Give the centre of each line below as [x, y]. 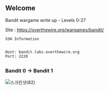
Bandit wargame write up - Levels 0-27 [46, 20]
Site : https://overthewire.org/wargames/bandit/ [55, 30]
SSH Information [22, 39]
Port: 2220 [17, 56]
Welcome [20, 8]
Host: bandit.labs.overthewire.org [42, 52]
